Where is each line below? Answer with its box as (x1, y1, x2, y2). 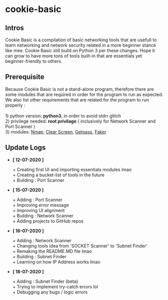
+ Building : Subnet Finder (12, 253, 67, 259)
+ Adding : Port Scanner (12, 196, 63, 203)
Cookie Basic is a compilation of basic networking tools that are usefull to (5, 37, 157, 43)
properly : (5, 102, 26, 108)
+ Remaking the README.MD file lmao (12, 248, 92, 254)
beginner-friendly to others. (5, 58, 63, 64)
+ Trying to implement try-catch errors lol (12, 283, 98, 289)
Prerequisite (5, 73, 45, 81)
